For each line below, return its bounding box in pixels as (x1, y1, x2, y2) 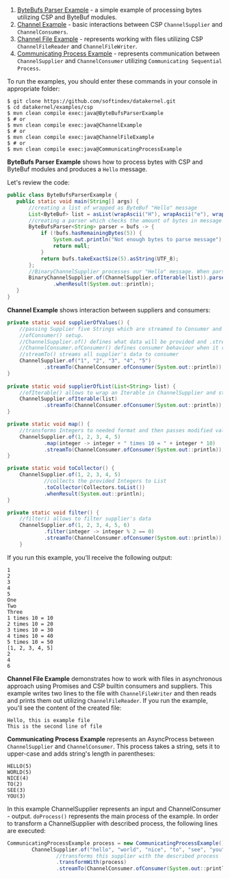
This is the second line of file (7, 723, 103, 730)
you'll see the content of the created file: (7, 704, 122, 712)
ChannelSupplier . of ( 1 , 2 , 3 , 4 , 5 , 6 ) (19, 522, 130, 529)
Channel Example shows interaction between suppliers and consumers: (7, 306, 211, 314)
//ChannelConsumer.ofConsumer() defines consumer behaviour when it (19, 345, 219, 351)
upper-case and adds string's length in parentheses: (7, 750, 155, 758)
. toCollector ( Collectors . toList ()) (43, 484, 146, 491)
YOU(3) (7, 793, 26, 800)
